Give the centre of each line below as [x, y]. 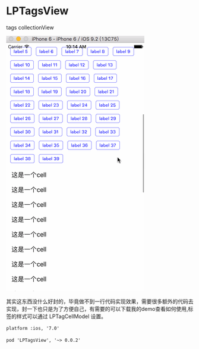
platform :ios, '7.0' [33, 328]
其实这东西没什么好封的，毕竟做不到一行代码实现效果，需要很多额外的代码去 [100, 301]
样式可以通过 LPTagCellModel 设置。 [61, 316]
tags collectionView [30, 27]
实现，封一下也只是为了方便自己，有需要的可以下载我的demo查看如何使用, [97, 309]
